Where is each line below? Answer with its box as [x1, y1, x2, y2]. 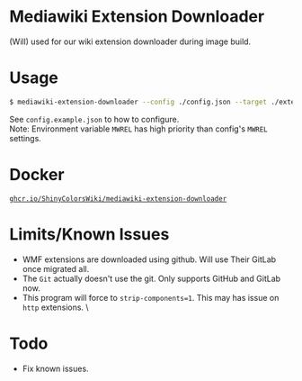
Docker [9, 164, 65, 185]
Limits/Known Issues [9, 223, 170, 244]
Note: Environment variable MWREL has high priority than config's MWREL [9, 123, 268, 134]
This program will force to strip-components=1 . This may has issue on [22, 292, 280, 303]
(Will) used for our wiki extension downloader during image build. [9, 36, 252, 47]
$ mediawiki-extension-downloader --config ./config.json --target [9, 97, 268, 106]
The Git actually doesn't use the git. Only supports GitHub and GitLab [22, 273, 281, 284]
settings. [9, 132, 42, 143]
